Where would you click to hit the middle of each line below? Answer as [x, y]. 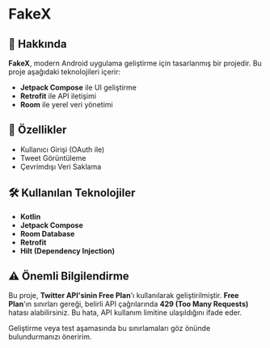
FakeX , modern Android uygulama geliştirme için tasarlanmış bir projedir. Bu [135, 63]
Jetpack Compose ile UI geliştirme [78, 87]
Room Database [47, 233]
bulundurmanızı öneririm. [50, 337]
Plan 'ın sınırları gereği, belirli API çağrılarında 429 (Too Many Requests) [129, 304]
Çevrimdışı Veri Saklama [61, 166]
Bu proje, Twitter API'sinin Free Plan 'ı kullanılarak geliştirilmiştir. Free [124, 296]
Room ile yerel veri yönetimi [66, 105]
